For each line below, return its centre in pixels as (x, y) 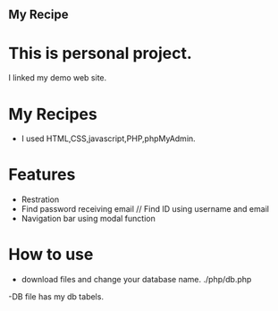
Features (42, 175)
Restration (40, 199)
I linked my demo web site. (58, 78)
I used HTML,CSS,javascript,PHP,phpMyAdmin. (108, 139)
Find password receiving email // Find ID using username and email (145, 209)
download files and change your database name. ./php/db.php (136, 280)
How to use (51, 255)
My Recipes (53, 114)
